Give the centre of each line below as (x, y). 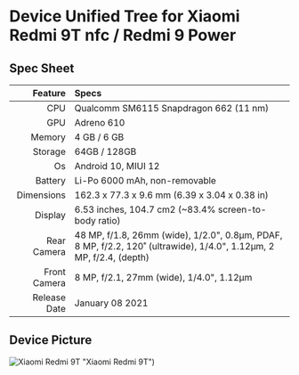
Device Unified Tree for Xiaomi (125, 16)
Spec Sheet (42, 68)
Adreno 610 (100, 122)
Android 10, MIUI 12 (117, 166)
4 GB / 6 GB (99, 137)
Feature (49, 93)
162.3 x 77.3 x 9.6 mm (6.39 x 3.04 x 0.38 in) (171, 195)
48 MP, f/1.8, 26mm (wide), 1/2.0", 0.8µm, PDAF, (178, 235)
